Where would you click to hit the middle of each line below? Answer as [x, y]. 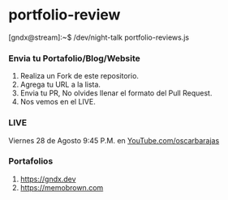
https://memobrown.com [62, 187]
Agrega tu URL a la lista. [60, 85]
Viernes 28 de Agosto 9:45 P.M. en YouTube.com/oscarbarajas [114, 140]
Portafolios [31, 161]
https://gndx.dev [48, 179]
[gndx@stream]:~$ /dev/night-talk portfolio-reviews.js [99, 37]
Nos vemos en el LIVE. [58, 102]
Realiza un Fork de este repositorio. [80, 76]
